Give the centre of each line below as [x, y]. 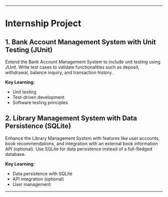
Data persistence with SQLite [42, 173]
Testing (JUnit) [29, 50]
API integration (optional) [38, 179]
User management [31, 184]
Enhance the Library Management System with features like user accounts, [82, 138]
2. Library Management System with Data [71, 118]
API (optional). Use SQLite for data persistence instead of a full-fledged [79, 149]
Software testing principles [40, 103]
